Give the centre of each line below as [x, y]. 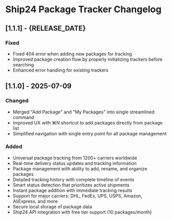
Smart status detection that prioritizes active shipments [71, 185]
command [23, 117]
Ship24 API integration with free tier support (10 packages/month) [82, 212]
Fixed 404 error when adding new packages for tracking [72, 54]
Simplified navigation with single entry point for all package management [90, 133]
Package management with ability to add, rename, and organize [80, 168]
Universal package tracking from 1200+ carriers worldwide [75, 158]
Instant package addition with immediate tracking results [72, 190]
